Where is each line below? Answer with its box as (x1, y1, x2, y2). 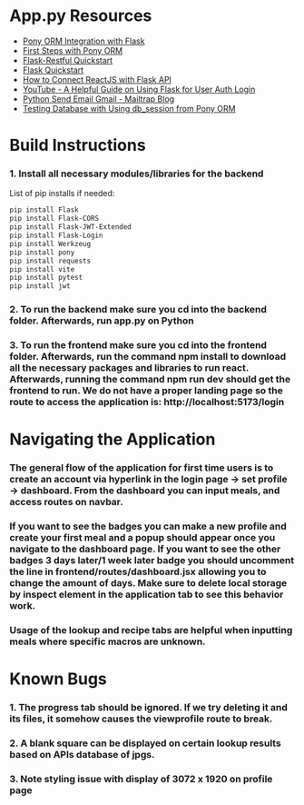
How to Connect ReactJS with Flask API (22, 74, 172, 84)
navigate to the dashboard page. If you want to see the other (9, 542, 281, 555)
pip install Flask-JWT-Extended (9, 223, 132, 232)
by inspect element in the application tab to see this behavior (9, 588, 284, 601)
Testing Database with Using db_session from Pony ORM (22, 103, 236, 114)
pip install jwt (9, 282, 71, 291)
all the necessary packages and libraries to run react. (9, 362, 250, 374)
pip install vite (9, 264, 75, 273)
